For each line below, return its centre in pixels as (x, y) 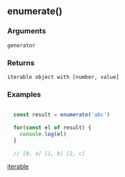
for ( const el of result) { (52, 128)
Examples (24, 94)
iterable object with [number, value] (63, 77)
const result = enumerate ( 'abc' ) (62, 115)
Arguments (27, 31)
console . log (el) (43, 134)
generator (22, 45)
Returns (21, 63)
